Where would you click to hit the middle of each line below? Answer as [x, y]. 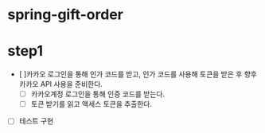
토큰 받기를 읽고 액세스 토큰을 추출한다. [92, 104]
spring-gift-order [66, 15]
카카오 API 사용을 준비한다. [60, 84]
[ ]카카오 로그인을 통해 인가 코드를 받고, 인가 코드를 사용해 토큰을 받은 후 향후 [138, 74]
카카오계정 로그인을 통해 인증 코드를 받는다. [98, 94]
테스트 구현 [36, 121]
